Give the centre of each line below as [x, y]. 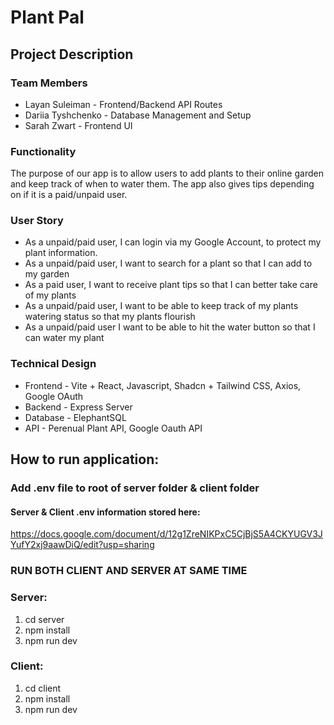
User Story [37, 221]
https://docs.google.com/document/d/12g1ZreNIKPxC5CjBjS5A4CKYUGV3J [166, 534]
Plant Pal [47, 17]
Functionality [43, 151]
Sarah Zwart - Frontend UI [78, 125]
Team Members [49, 83]
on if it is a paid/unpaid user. [69, 195]
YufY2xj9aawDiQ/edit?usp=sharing [82, 545]
